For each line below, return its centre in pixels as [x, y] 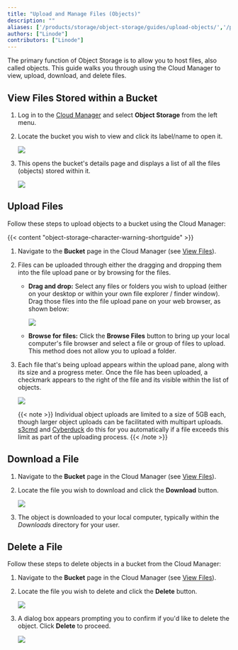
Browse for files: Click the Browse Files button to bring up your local [129, 336]
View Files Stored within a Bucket [83, 98]
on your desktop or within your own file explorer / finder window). [124, 293]
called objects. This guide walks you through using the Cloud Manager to [114, 68]
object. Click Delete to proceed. [64, 626]
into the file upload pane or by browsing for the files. [94, 272]
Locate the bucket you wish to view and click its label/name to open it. [120, 136]
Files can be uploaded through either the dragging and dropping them [119, 265]
